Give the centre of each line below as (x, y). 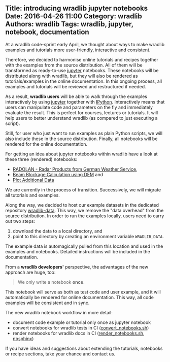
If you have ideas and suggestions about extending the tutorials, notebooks (84, 348)
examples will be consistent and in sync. (47, 303)
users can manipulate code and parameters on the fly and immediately (79, 107)
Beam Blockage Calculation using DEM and (58, 174)
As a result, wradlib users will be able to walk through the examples (76, 96)
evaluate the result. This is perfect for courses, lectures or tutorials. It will (82, 112)
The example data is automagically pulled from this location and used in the (84, 246)
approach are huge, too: (30, 272)
